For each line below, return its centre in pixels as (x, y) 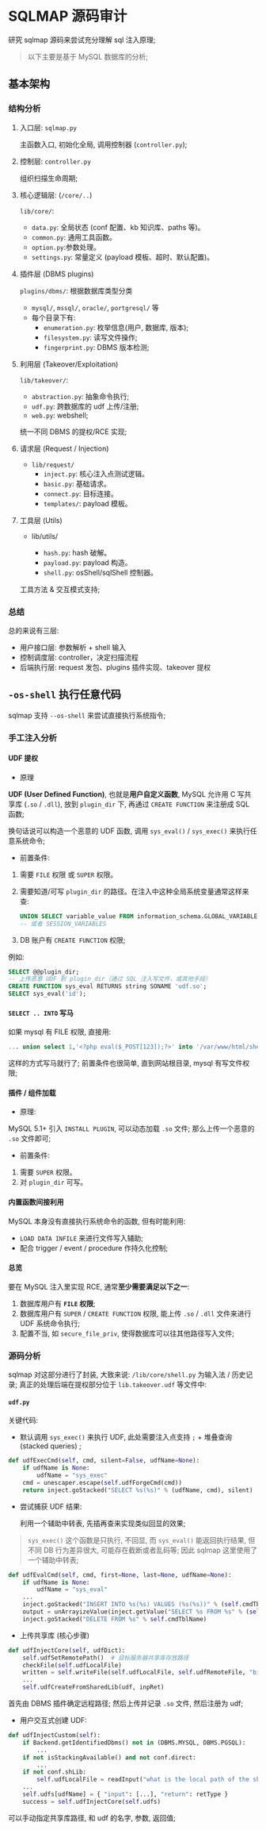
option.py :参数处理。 (66, 247)
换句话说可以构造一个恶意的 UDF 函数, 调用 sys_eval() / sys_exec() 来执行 (129, 831)
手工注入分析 (33, 737)
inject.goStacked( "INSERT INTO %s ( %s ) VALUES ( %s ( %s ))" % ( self (131, 1605)
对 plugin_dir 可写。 (53, 1182)
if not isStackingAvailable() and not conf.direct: (109, 1757)
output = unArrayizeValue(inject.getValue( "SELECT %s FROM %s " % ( (136, 1612)
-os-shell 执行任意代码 (65, 695)
